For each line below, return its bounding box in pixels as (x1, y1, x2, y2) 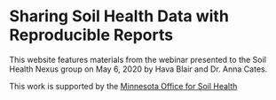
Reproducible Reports (9, 25, 174, 45)
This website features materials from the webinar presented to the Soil (9, 54, 266, 65)
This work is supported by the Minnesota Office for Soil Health (9, 81, 238, 91)
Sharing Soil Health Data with (9, 6, 229, 27)
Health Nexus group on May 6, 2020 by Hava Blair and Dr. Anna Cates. (9, 64, 268, 74)
